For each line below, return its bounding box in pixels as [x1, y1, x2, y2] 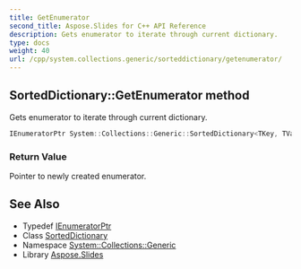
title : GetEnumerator [9, 13, 90, 22]
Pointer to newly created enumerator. [9, 170, 147, 181]
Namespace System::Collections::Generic [21, 239, 176, 250]
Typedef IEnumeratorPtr [21, 221, 112, 231]
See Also [9, 196, 60, 212]
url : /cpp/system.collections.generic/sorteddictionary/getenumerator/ [9, 55, 282, 64]
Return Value [9, 150, 67, 162]
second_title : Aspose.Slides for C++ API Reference [9, 22, 206, 30]
